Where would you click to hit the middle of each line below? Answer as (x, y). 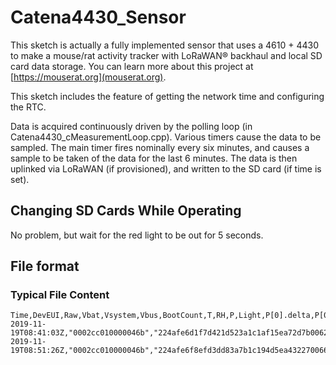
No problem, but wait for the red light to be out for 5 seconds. (137, 235)
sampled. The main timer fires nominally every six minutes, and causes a (160, 147)
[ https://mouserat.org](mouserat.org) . (88, 77)
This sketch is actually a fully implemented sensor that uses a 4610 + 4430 (165, 45)
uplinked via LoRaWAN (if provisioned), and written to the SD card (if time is (166, 168)
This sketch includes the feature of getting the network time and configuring (167, 96)
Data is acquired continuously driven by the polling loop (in (131, 126)
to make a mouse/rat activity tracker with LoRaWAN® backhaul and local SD (166, 55)
